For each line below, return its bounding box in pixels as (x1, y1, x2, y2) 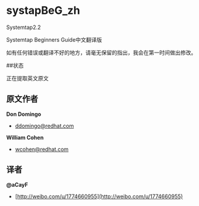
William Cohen (6, 134, 44, 141)
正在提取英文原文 (6, 74, 49, 82)
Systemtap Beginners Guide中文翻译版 (6, 36, 103, 43)
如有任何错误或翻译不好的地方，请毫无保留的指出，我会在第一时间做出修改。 (6, 49, 197, 56)
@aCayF (6, 181, 28, 188)
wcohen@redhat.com (14, 146, 69, 153)
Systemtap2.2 (6, 24, 41, 31)
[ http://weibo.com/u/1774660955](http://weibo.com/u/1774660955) (14, 193, 183, 200)
